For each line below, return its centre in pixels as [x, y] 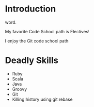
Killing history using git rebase [42, 99]
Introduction [31, 9]
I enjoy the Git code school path [37, 41]
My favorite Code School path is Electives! [47, 31]
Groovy [19, 89]
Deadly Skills [32, 60]
